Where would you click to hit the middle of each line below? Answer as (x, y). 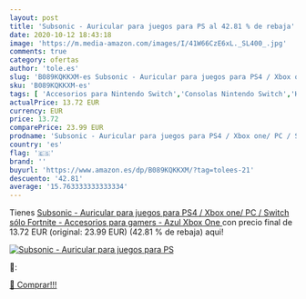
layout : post (34, 18)
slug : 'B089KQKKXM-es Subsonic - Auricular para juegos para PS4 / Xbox (150, 77)
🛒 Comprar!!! (33, 285)
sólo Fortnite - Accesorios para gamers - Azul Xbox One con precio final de (151, 223)
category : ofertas (44, 60)
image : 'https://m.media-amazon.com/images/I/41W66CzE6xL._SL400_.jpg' (148, 43)
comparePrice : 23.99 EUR (56, 128)
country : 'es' (36, 145)
